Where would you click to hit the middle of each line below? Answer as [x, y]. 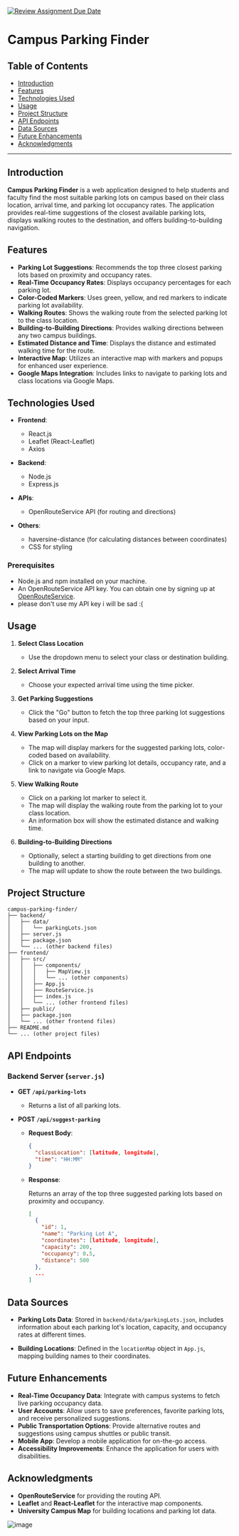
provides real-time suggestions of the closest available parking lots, [107, 212]
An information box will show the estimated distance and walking [123, 820]
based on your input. [59, 720]
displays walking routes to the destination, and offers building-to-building [115, 220]
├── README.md [28, 1028]
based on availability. [80, 755]
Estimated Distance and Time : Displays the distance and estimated [117, 343]
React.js [40, 434]
